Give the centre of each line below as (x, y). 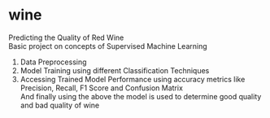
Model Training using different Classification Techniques (115, 70)
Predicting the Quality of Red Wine (66, 37)
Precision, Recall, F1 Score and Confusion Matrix (101, 88)
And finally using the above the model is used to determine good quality (141, 96)
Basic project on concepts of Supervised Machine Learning (108, 46)
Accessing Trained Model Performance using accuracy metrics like (133, 79)
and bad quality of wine (60, 105)
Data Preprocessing (53, 62)
